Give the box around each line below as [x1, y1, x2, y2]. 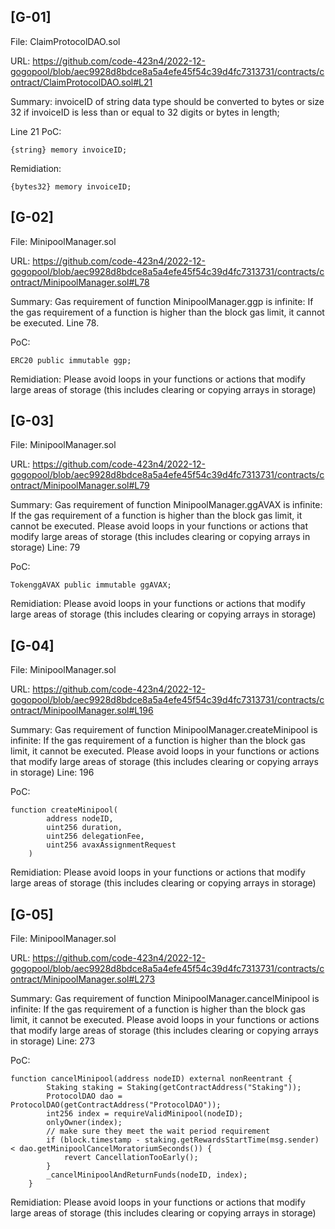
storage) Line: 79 [10, 541, 81, 554]
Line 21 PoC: [10, 125, 62, 137]
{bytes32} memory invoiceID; [10, 181, 132, 192]
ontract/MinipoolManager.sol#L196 [10, 705, 154, 717]
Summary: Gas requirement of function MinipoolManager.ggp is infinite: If [10, 295, 314, 307]
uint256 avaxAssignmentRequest [46, 840, 177, 850]
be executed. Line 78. [10, 316, 100, 329]
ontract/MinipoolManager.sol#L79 [10, 480, 150, 492]
